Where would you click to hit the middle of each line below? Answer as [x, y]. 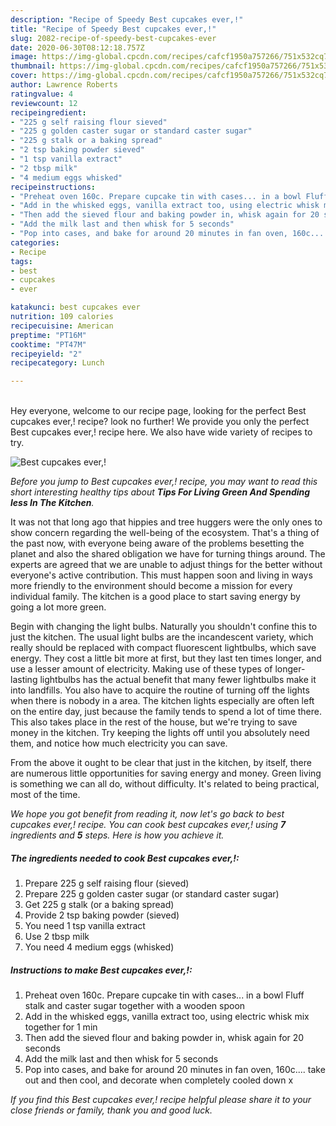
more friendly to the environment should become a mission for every [151, 586]
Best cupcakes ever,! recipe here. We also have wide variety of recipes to [161, 432]
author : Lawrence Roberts [64, 85]
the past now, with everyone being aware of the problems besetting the [157, 543]
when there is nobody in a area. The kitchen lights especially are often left [162, 701]
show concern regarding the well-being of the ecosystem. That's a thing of [165, 533]
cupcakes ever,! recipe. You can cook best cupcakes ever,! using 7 [148, 825]
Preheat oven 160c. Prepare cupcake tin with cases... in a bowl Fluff [164, 995]
